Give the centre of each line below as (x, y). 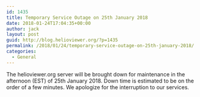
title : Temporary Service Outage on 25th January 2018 (77, 18)
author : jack (23, 29)
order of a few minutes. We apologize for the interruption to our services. (98, 87)
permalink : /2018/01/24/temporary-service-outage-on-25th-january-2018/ (100, 46)
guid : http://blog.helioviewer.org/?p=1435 (62, 40)
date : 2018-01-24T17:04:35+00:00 (49, 23)
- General (24, 57)
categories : (21, 52)
